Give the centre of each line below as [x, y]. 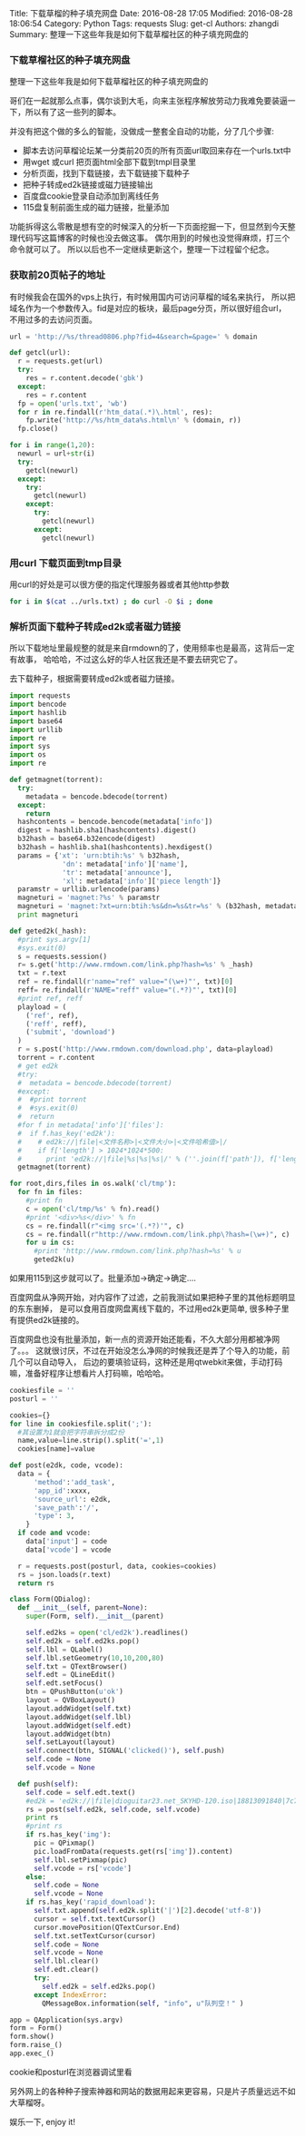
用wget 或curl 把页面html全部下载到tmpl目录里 [109, 162]
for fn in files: [50, 1192]
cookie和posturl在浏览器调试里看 [71, 2072]
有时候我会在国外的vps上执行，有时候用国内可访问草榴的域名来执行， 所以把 [152, 297]
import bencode [38, 705]
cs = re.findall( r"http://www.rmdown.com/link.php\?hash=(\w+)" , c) [158, 1234]
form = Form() [36, 2028]
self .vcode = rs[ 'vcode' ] [82, 1868]
